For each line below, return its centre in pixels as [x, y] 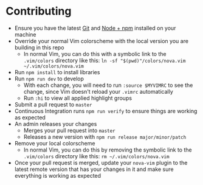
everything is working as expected [58, 175]
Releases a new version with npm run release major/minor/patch [105, 137]
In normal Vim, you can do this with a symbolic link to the [95, 54]
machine [26, 34]
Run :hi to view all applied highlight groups [77, 98]
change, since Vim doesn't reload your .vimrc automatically [98, 91]
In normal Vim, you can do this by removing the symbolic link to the [108, 150]
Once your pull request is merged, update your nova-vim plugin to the [101, 162]
